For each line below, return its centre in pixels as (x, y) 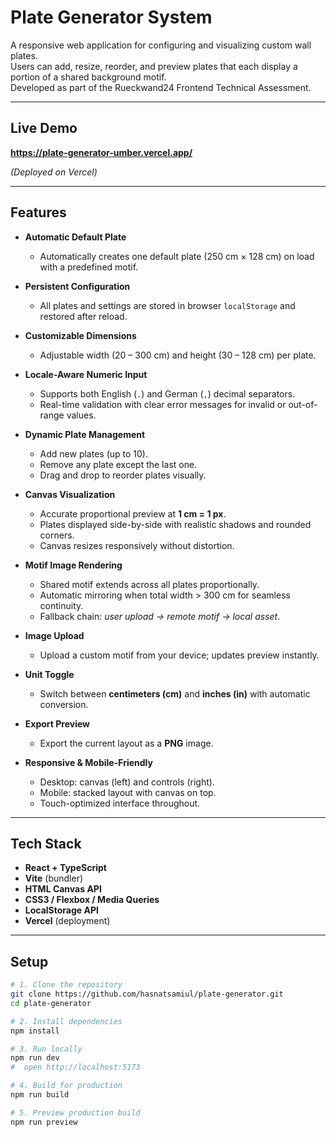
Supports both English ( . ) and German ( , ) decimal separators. (167, 393)
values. (81, 415)
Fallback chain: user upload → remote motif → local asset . (160, 616)
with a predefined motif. (89, 267)
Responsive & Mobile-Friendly (88, 762)
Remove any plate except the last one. (118, 464)
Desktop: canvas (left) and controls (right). (127, 782)
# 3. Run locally (46, 1049)
